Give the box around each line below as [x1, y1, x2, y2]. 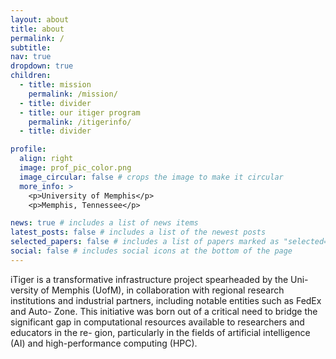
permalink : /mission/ [28, 89, 118, 99]
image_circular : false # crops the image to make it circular [19, 172, 284, 182]
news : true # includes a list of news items [10, 218, 199, 228]
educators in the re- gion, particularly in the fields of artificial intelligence [10, 326, 311, 338]
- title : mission [19, 80, 92, 90]
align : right [19, 154, 74, 164]
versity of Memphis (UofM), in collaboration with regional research [10, 284, 285, 296]
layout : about [10, 14, 70, 25]
